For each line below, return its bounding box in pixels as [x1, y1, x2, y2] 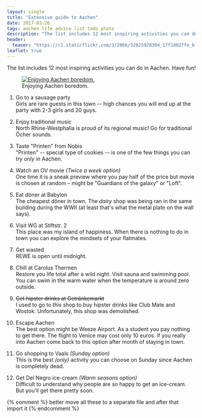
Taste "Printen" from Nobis [15, 142, 83, 150]
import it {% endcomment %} [7, 405, 80, 412]
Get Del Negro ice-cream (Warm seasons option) [15, 374, 137, 381]
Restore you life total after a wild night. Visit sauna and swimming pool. [15, 270, 191, 277]
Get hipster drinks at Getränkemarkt [15, 295, 104, 302]
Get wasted [15, 246, 44, 253]
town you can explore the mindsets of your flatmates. [15, 234, 147, 241]
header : [7, 37, 26, 43]
